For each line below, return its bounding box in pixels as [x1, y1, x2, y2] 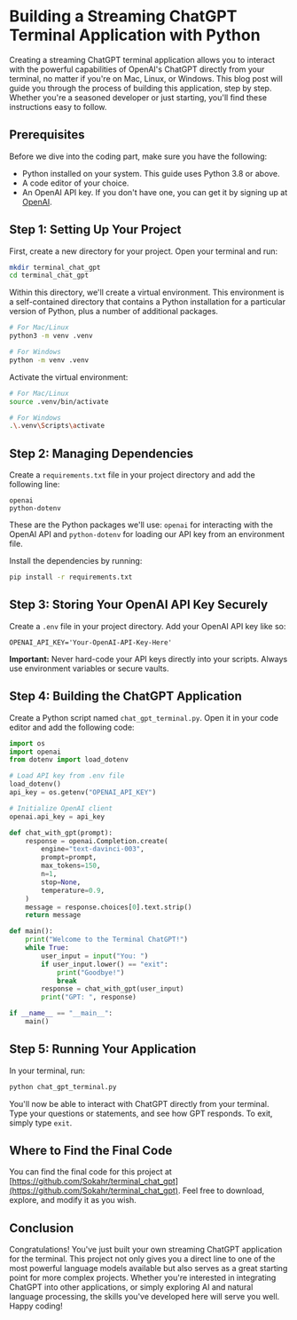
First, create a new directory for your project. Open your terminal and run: [9, 246, 278, 257]
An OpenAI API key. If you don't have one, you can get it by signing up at [21, 186, 288, 197]
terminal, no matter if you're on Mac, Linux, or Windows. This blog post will [9, 73, 284, 83]
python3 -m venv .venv [9, 331, 93, 341]
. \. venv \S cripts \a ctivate [9, 422, 105, 431]
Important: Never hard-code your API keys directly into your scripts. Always [9, 653, 288, 664]
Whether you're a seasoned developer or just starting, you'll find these [9, 91, 268, 103]
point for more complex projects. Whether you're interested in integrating [9, 1272, 277, 1284]
